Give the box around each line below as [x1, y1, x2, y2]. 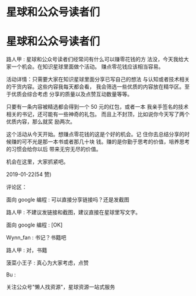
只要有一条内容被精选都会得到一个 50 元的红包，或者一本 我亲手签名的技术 [6, 103, 189, 111]
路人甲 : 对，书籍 [6, 247, 48, 254]
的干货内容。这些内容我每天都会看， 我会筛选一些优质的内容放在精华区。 [6, 83, 185, 90]
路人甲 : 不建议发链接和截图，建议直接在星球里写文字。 [6, 209, 141, 216]
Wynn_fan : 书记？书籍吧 [6, 234, 67, 241]
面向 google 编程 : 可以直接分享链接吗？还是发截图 [6, 196, 129, 203]
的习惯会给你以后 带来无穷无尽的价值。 [6, 146, 102, 153]
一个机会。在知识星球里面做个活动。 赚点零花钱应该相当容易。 [11, 63, 164, 70]
